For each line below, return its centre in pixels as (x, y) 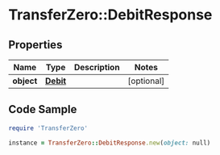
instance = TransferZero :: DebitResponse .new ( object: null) (110, 143)
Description (97, 67)
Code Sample (43, 109)
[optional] (146, 81)
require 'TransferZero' (48, 128)
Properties (35, 45)
